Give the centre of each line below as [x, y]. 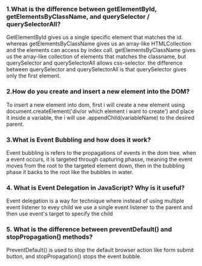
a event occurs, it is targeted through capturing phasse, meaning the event [99, 159]
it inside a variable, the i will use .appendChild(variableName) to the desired [100, 117]
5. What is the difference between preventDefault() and [89, 230]
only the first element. [34, 76]
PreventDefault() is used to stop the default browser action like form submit [100, 250]
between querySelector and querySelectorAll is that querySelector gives [96, 70]
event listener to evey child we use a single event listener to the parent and [99, 207]
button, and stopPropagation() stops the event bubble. [74, 256]
